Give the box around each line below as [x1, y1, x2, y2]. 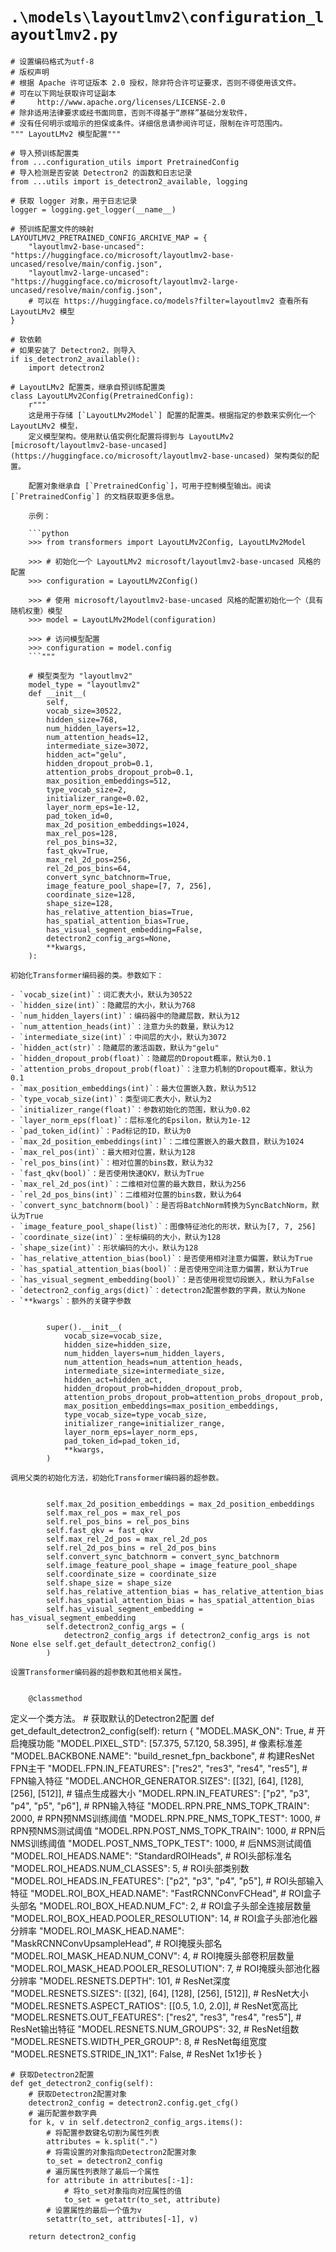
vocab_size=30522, [46, 706, 123, 716]
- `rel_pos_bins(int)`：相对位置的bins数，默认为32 [10, 1158, 214, 1168]
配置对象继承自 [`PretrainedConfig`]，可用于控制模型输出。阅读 [28, 481, 272, 491]
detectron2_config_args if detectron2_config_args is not [63, 1630, 311, 1640]
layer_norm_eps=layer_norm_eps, [63, 1427, 199, 1437]
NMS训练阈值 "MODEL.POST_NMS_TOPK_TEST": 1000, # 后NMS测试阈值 [10, 1837, 312, 1849]
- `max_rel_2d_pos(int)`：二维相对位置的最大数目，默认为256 [10, 1179, 247, 1189]
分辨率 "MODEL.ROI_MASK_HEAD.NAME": [10, 1924, 185, 1937]
